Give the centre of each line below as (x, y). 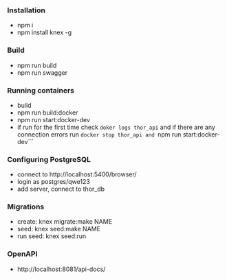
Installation (26, 10)
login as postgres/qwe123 (54, 182)
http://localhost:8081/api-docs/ (61, 269)
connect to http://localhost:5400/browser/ (77, 174)
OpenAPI (22, 254)
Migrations (26, 207)
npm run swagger (42, 72)
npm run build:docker (47, 113)
